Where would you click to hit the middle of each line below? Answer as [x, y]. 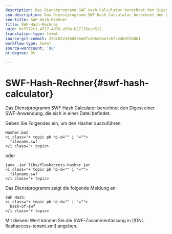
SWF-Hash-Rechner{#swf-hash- [77, 83]
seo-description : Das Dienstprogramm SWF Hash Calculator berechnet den [84, 15]
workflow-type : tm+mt [28, 44]
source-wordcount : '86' [31, 48]
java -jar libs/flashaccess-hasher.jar [48, 165]
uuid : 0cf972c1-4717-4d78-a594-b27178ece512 [53, 29]
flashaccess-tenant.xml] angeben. [41, 226]
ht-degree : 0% [20, 53]
